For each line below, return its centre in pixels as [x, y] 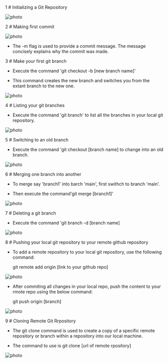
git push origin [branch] [37, 301]
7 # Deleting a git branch [31, 213]
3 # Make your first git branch [36, 61]
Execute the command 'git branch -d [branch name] [66, 223]
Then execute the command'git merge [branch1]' [63, 194]
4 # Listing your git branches [35, 105]
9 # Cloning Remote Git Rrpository [41, 321]
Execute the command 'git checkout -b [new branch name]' [74, 71]
